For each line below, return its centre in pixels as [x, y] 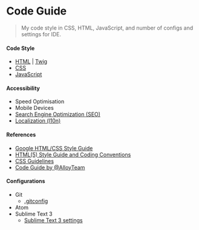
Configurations [26, 181]
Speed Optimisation [40, 101]
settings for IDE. [41, 34]
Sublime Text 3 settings [53, 220]
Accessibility [23, 88]
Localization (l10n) [38, 121]
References [21, 135]
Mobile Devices [34, 108]
